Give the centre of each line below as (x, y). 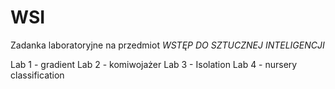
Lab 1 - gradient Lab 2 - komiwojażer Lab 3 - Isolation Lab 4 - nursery (154, 64)
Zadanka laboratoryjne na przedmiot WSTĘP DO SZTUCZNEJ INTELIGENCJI (167, 45)
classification (37, 75)
